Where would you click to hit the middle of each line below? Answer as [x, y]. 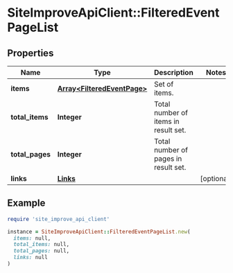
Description [174, 72]
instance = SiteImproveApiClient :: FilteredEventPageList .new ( [99, 231]
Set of [164, 84]
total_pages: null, [42, 251]
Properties [31, 53]
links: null [31, 258]
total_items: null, [42, 245]
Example [26, 203]
